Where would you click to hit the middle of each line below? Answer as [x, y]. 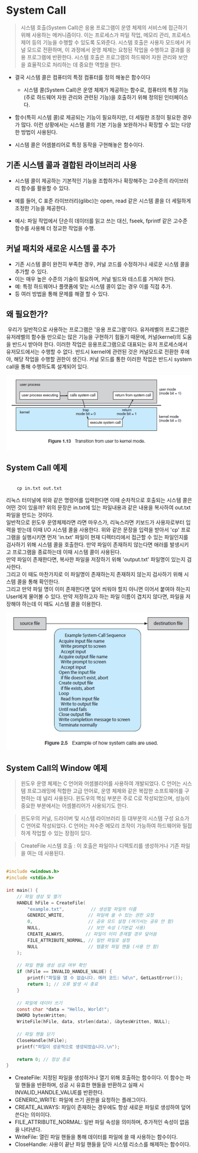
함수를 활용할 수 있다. [46, 188]
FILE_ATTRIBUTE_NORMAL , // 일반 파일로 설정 [79, 940]
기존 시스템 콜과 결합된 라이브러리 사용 [72, 165]
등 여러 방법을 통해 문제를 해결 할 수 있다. [62, 294]
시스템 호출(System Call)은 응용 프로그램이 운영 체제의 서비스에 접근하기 [104, 27]
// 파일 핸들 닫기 [36, 1034]
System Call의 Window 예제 [57, 768]
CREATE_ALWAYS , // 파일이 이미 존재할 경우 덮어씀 [92, 934]
